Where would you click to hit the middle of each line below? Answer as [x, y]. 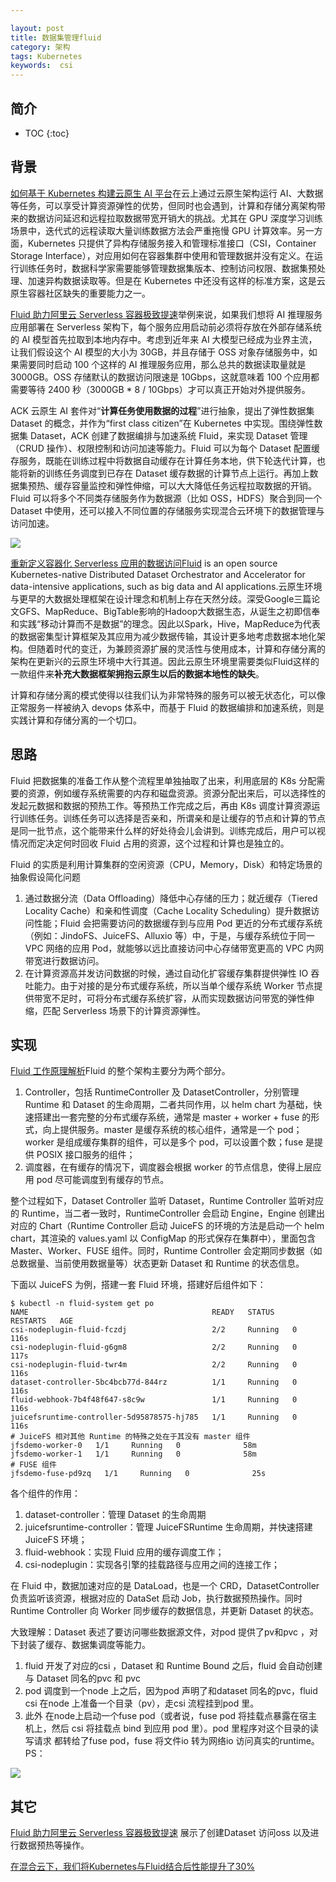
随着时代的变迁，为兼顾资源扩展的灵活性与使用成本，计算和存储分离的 [181, 648]
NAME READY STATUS [142, 1312]
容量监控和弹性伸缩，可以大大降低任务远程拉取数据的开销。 [194, 485]
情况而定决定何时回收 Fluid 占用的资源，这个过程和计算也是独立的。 [150, 843]
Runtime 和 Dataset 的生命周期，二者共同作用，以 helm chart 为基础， [169, 1105]
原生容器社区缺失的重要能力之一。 [80, 293]
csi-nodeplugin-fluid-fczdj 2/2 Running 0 [154, 1330]
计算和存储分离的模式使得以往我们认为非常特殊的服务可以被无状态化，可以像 [168, 695]
